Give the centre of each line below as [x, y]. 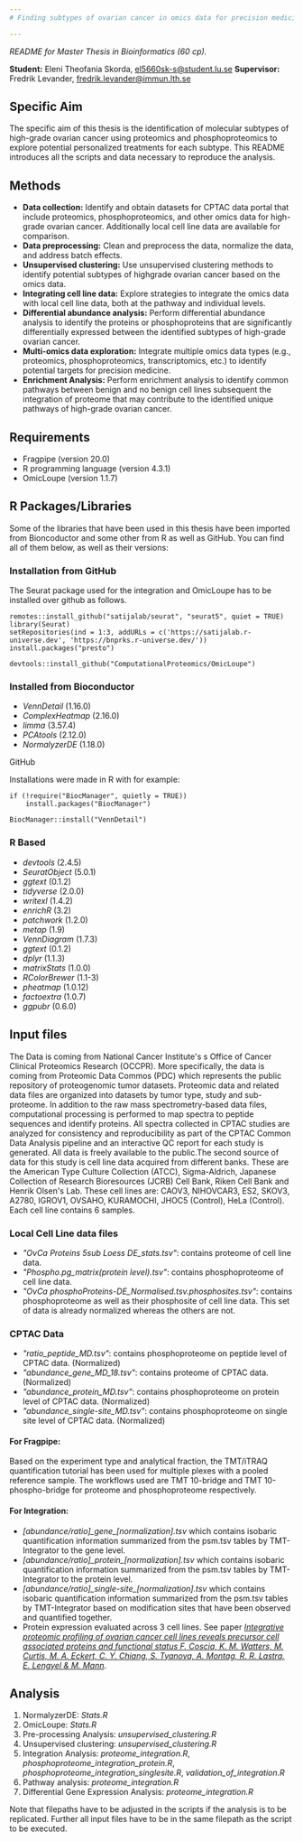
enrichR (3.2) [47, 910]
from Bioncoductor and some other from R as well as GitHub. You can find [147, 537]
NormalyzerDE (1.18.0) [64, 745]
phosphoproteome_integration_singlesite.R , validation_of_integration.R [154, 1773]
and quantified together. [67, 1617]
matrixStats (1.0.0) [57, 968]
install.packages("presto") [62, 648]
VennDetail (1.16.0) [57, 706]
